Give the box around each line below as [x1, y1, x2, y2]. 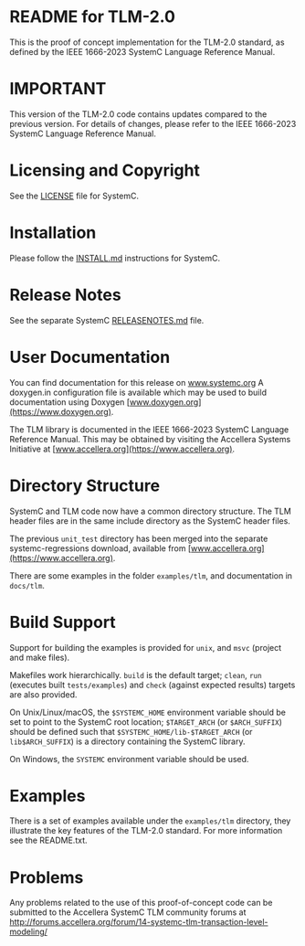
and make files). [9, 652, 70, 663]
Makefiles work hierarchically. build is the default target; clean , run [9, 669, 262, 680]
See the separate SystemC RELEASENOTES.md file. [9, 314, 205, 325]
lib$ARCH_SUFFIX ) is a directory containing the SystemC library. [9, 736, 246, 747]
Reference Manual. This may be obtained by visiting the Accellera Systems [9, 433, 291, 444]
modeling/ [9, 926, 48, 938]
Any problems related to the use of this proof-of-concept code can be [9, 898, 273, 909]
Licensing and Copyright [9, 160, 201, 181]
